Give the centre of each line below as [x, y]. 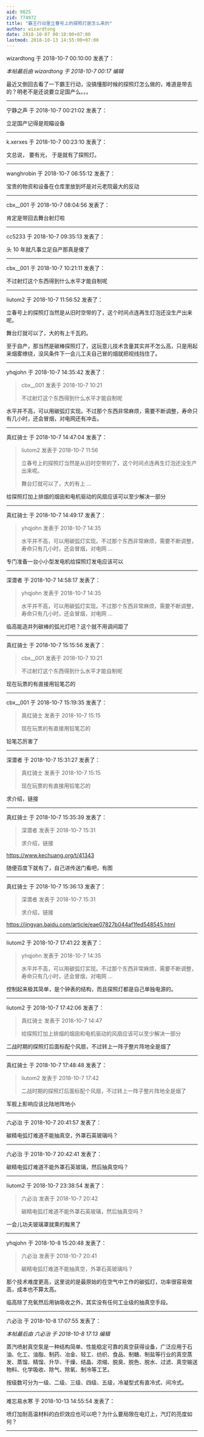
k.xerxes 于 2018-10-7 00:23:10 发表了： [57, 142]
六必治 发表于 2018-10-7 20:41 [59, 1256]
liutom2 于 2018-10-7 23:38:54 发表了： [56, 1186]
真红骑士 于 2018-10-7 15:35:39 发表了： [57, 817]
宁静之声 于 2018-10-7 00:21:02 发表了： [57, 110]
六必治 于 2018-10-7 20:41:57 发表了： [54, 1122]
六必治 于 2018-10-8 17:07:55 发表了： [54, 1321]
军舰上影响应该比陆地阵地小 [41, 1104]
